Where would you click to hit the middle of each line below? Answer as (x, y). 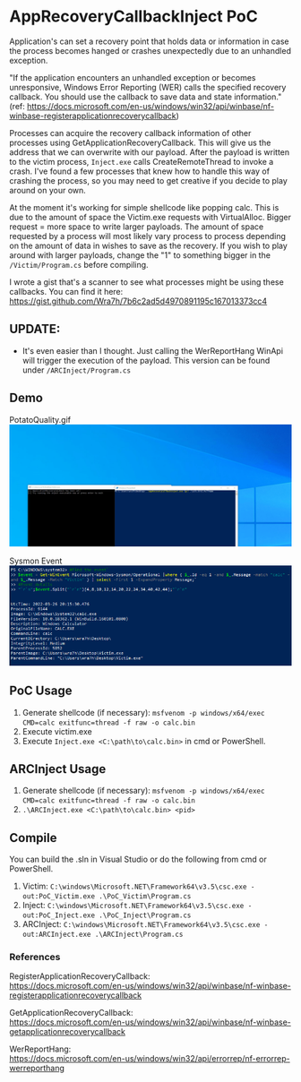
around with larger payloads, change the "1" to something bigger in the (140, 255)
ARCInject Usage (58, 769)
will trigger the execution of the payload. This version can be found (146, 360)
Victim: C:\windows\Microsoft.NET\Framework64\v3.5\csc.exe (134, 886)
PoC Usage (41, 691)
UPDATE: (35, 329)
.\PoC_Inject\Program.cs (145, 915)
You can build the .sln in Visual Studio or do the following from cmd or (138, 859)
